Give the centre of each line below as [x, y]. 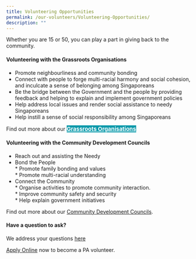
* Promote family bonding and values [60, 168]
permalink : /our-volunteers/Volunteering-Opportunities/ [78, 17]
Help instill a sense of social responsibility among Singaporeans [93, 117]
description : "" [26, 23]
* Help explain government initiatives [60, 200]
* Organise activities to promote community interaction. [83, 187]
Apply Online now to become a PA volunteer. [61, 249]
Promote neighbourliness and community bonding [76, 72]
